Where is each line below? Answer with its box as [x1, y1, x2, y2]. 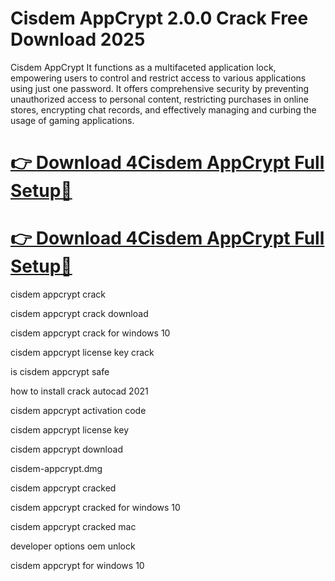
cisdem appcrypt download [10, 443, 123, 456]
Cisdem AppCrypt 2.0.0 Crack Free [10, 7, 309, 30]
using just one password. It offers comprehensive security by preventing [10, 82, 310, 94]
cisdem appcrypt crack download [10, 308, 149, 320]
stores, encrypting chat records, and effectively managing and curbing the [10, 103, 317, 116]
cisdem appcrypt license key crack [10, 347, 155, 359]
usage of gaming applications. [10, 114, 135, 126]
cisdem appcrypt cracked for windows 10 [10, 502, 181, 514]
